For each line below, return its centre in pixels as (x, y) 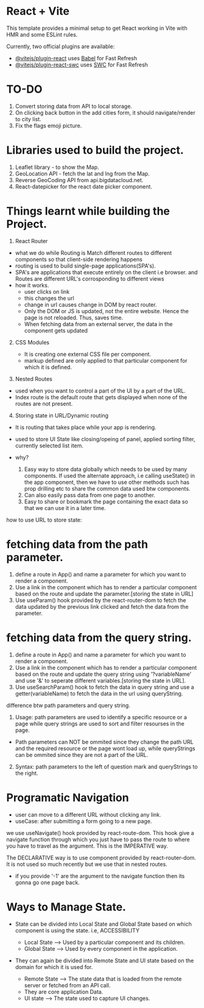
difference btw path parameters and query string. (69, 705)
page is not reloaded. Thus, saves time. (74, 318)
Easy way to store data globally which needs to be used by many (106, 469)
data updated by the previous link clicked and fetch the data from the (102, 606)
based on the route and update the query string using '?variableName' (103, 674)
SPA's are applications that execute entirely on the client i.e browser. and (106, 272)
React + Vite (38, 11)
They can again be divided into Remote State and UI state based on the (104, 960)
